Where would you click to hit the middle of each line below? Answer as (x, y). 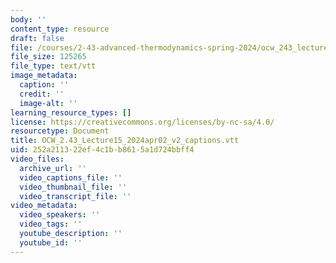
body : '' (28, 19)
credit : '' (42, 94)
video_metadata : (44, 206)
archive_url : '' (53, 168)
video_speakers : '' (60, 215)
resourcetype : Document (60, 131)
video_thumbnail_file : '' (73, 187)
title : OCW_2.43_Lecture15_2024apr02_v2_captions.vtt (125, 141)
